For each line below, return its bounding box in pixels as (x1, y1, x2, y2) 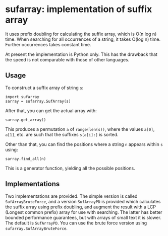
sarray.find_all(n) (5, 156, 46, 162)
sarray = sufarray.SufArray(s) (5, 99, 71, 104)
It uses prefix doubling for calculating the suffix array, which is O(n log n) (5, 31, 157, 37)
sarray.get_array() (5, 117, 46, 122)
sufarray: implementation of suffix (5, 4, 152, 15)
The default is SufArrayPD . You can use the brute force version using (5, 220, 147, 226)
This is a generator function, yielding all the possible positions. (5, 165, 135, 171)
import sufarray (5, 94, 39, 99)
